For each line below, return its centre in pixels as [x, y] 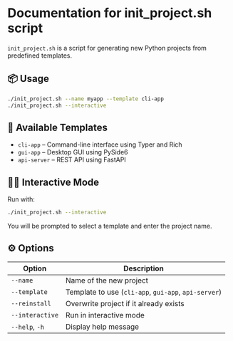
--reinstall [31, 303]
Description [144, 268]
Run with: [21, 199]
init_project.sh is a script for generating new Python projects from [107, 48]
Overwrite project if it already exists [125, 303]
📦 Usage [29, 79]
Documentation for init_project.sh [110, 13]
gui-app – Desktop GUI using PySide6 [73, 152]
